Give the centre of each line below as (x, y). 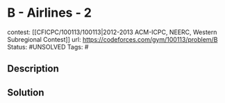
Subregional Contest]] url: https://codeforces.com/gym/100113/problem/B (112, 39)
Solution (26, 92)
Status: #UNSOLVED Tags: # (48, 47)
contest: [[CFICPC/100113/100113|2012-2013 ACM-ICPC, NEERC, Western (112, 32)
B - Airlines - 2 (50, 13)
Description (33, 69)
